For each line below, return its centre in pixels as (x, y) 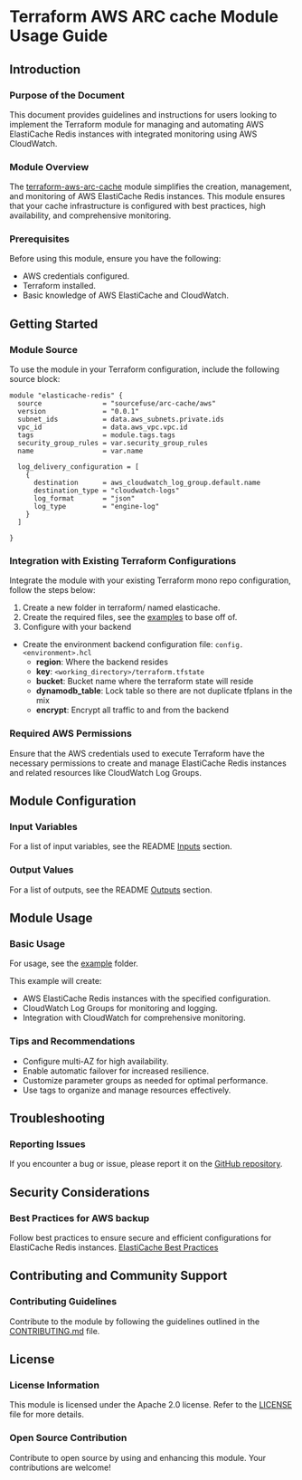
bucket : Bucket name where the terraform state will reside (145, 682)
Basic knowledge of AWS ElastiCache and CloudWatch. (125, 295)
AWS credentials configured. (76, 276)
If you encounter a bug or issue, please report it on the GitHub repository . (146, 1164)
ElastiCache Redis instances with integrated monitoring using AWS (133, 134)
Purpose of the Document (67, 95)
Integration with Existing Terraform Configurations (123, 561)
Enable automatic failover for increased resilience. (116, 1071)
